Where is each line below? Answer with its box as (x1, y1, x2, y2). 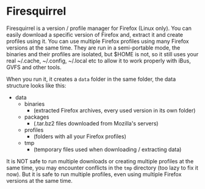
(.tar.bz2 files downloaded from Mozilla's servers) (33, 119, 159, 127)
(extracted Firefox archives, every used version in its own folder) (33, 106, 196, 114)
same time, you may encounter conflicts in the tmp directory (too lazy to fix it (6, 164, 198, 171)
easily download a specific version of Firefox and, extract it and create (6, 31, 183, 38)
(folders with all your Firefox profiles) (33, 133, 126, 140)
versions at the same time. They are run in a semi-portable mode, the (6, 44, 181, 51)
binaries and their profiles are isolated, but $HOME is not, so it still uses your (6, 50, 199, 57)
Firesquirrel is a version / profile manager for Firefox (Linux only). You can (6, 24, 192, 32)
